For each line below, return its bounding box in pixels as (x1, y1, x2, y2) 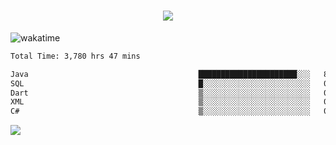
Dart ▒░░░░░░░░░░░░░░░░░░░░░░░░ (10, 88, 311, 98)
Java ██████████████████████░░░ (10, 69, 311, 79)
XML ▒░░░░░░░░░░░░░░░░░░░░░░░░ (10, 97, 311, 107)
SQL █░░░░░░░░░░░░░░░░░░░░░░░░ (10, 78, 311, 89)
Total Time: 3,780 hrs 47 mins (10, 51, 141, 61)
